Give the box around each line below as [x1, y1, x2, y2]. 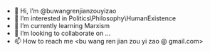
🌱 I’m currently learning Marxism [14, 22, 110, 30]
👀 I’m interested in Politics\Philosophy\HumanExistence [14, 14, 177, 22]
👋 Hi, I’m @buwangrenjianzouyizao [14, 7, 117, 15]
